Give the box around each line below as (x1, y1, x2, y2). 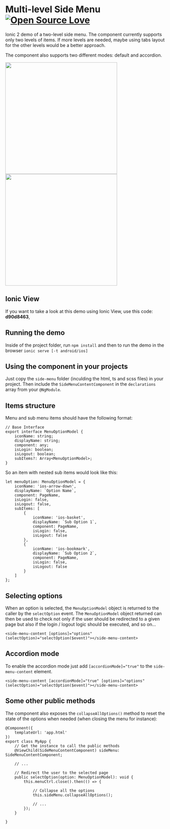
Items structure (5, 401, 56, 410)
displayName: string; (14, 438, 60, 444)
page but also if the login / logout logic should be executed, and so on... (5, 621, 157, 627)
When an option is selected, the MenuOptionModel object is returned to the (5, 605, 159, 611)
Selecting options (5, 591, 63, 600)
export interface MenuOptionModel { (5, 429, 83, 434)
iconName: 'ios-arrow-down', (14, 484, 77, 489)
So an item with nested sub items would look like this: (5, 470, 118, 476)
